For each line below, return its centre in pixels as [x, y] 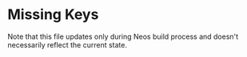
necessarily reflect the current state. [67, 44]
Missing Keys [53, 15]
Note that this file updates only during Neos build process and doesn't [123, 36]
